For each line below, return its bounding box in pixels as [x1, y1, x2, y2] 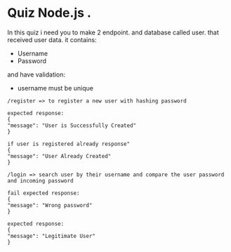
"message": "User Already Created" [7, 152, 112, 159]
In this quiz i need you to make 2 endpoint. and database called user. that [7, 28, 219, 37]
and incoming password [7, 177, 74, 184]
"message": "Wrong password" [7, 201, 93, 208]
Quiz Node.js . [7, 5, 91, 21]
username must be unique [17, 84, 93, 92]
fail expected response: [7, 190, 80, 197]
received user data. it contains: [7, 35, 97, 44]
